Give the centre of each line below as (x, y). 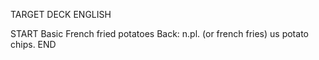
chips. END (33, 44)
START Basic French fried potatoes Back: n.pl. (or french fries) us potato (159, 33)
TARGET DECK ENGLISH (61, 14)
